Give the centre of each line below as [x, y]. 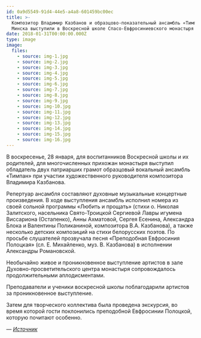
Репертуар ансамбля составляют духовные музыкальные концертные [97, 194]
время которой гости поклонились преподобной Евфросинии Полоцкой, [99, 311]
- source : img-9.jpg [42, 101]
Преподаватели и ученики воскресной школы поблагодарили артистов [98, 287]
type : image [21, 39]
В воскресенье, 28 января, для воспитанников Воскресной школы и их [98, 157]
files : [20, 51]
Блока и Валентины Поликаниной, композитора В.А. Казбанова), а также [100, 226]
